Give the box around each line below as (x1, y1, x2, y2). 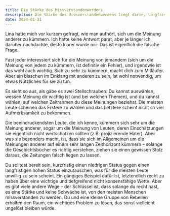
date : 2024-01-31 (5, 17, 42, 22)
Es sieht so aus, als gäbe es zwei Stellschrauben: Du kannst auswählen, (5, 88, 155, 95)
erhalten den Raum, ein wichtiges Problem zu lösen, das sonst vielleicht (5, 200, 155, 206)
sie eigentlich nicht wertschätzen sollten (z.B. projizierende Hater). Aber (5, 131, 155, 137)
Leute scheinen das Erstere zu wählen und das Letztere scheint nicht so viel (5, 105, 164, 111)
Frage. (5, 47, 19, 53)
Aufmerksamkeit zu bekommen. (5, 110, 72, 116)
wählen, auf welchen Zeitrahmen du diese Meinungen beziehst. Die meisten (5, 99, 163, 105)
